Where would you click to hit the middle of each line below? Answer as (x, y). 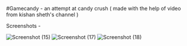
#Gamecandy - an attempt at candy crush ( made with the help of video (94, 8)
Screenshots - (23, 26)
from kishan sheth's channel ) (42, 15)
